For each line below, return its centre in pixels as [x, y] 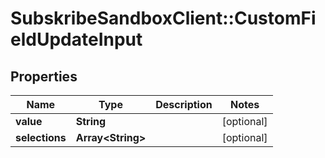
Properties [44, 76]
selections [41, 137]
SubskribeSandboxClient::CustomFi [163, 18]
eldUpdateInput [76, 39]
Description [184, 104]
